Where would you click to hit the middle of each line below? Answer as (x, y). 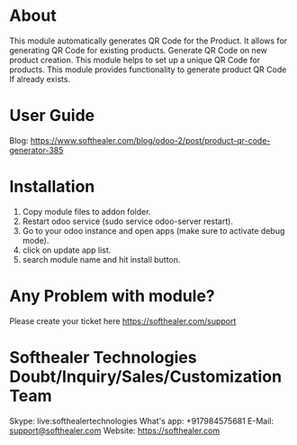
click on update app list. (67, 250)
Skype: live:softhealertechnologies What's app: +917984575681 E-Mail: (142, 421)
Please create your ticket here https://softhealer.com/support (123, 320)
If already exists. (40, 79)
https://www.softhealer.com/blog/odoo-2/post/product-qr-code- (150, 140)
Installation (52, 187)
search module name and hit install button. (101, 259)
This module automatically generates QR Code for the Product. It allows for (148, 41)
